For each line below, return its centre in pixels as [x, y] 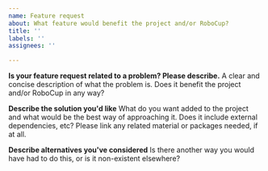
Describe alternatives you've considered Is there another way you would [132, 150]
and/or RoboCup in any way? [57, 93]
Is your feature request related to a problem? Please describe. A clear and [134, 76]
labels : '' [27, 38]
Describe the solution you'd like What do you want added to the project [128, 109]
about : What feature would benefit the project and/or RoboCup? [119, 23]
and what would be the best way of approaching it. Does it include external [133, 117]
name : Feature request [46, 16]
